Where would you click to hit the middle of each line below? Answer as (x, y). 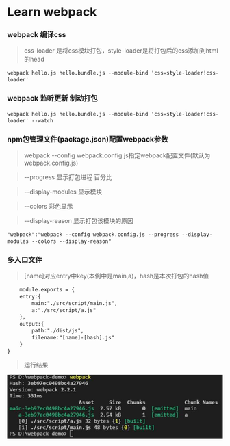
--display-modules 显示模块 (63, 192)
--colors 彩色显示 (48, 207)
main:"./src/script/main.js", (75, 304)
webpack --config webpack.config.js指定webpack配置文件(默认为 (117, 155)
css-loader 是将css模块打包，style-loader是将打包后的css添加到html (121, 51)
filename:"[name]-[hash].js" (73, 338)
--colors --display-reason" (72, 241)
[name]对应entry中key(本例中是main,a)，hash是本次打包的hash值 (116, 276)
